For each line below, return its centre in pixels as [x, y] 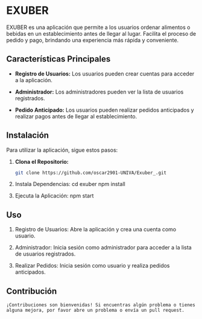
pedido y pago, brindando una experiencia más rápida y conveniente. [93, 40]
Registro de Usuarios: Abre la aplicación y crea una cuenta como [96, 230]
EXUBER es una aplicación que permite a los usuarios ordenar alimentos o [98, 27]
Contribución [32, 291]
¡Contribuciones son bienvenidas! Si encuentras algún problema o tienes [101, 305]
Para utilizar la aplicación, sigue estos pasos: [62, 150]
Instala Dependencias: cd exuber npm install [70, 184]
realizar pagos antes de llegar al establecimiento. [76, 116]
